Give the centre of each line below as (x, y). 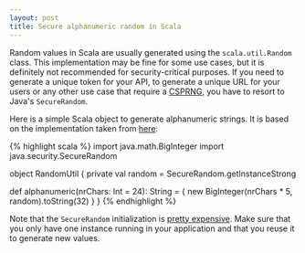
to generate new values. (55, 237)
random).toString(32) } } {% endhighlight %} (93, 201)
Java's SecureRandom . (49, 100)
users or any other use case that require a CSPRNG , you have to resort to (147, 91)
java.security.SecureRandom (63, 155)
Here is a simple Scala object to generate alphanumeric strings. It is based (149, 119)
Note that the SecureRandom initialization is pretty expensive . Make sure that (150, 218)
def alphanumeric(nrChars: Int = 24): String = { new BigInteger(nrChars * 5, (151, 191)
